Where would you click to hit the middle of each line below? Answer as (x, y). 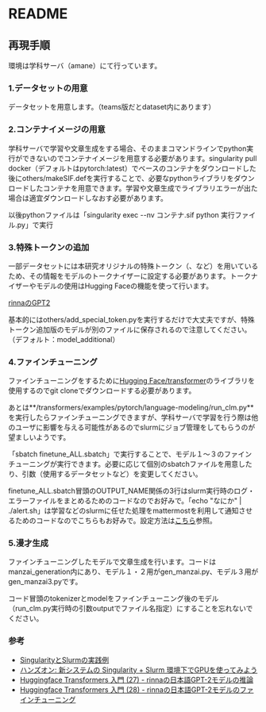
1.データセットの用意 (48, 88)
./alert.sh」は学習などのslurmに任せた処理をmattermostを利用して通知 (124, 511)
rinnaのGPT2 (29, 302)
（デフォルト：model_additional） (64, 339)
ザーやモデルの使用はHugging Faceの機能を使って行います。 (114, 286)
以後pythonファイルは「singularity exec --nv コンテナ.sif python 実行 (122, 214)
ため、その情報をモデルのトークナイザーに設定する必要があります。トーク (130, 275)
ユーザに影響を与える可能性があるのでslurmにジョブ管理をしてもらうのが (135, 427)
